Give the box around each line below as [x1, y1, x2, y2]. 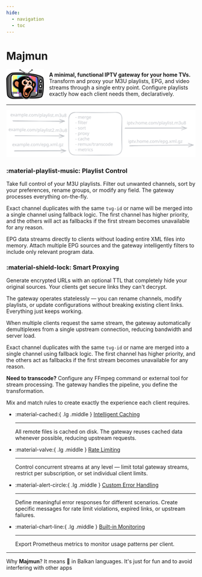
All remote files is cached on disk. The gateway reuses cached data [14, 428, 183, 436]
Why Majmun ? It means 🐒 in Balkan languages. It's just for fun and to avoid [6, 558, 192, 565]
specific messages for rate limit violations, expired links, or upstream [14, 505, 186, 513]
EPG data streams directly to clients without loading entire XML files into [6, 235, 185, 243]
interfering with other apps [6, 564, 72, 572]
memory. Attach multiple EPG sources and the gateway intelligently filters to [6, 242, 194, 249]
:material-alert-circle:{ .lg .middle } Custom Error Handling [14, 481, 159, 489]
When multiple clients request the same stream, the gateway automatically [6, 319, 191, 327]
